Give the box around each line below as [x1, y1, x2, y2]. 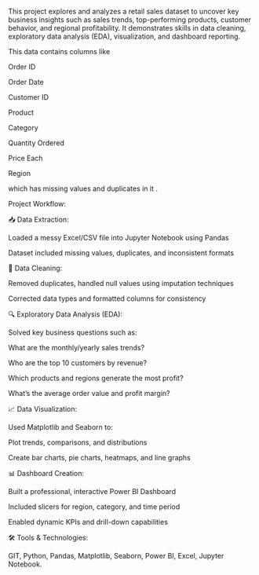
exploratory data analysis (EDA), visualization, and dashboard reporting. [8, 31, 241, 41]
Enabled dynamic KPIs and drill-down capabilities [8, 518, 169, 526]
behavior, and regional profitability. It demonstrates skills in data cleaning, [8, 24, 246, 32]
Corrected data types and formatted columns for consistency [8, 294, 206, 303]
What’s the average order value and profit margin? [8, 389, 170, 397]
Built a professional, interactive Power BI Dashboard [8, 487, 177, 496]
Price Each [8, 153, 43, 163]
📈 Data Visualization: [8, 405, 78, 413]
